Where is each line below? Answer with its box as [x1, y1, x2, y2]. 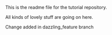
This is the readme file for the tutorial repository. [5, 5, 107, 10]
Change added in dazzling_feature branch [5, 24, 94, 30]
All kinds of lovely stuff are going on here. [5, 14, 94, 20]
